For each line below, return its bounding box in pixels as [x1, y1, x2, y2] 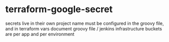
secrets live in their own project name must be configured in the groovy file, [5, 20, 164, 26]
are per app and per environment [5, 31, 75, 37]
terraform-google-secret [5, 4, 113, 15]
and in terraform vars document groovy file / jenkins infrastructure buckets [5, 25, 162, 31]
